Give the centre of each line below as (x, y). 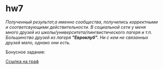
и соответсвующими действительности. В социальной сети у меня (76, 27)
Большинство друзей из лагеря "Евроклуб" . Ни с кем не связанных (77, 37)
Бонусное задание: (25, 52)
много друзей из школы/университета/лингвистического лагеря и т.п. (79, 32)
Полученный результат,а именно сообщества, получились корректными (82, 22)
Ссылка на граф (22, 61)
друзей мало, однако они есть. (38, 42)
